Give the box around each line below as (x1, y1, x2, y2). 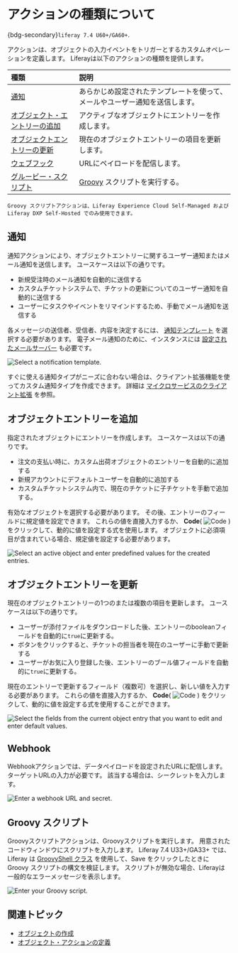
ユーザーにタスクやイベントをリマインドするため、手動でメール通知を (17, 301, 223, 310)
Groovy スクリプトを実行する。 (79, 177, 183, 187)
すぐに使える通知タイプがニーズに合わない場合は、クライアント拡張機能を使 (7, 372, 230, 381)
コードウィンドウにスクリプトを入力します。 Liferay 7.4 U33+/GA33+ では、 (7, 846, 231, 854)
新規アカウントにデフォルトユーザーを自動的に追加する (17, 475, 179, 483)
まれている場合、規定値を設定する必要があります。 (25, 534, 175, 543)
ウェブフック (11, 158, 55, 168)
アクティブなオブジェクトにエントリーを (79, 110, 214, 120)
